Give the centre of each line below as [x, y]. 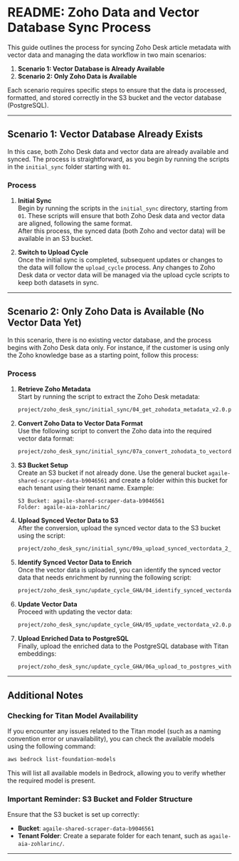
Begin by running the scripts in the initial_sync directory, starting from [123, 208]
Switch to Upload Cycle [53, 252]
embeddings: [37, 654]
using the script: [41, 535]
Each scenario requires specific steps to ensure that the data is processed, [117, 90]
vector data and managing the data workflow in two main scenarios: [107, 55]
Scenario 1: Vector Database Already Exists [105, 134]
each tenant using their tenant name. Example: [86, 488]
